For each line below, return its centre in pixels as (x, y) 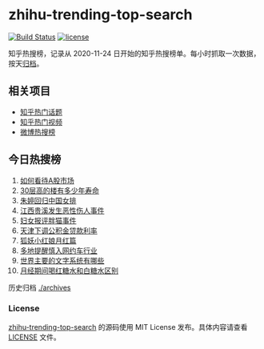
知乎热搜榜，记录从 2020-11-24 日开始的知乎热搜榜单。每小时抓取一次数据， (134, 53)
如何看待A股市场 (47, 180)
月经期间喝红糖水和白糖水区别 (69, 271)
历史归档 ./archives (40, 287)
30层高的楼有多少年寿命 (60, 191)
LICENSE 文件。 (35, 337)
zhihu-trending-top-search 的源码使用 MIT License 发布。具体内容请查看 (128, 327)
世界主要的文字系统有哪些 (62, 260)
